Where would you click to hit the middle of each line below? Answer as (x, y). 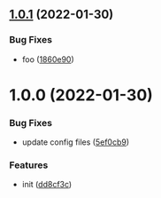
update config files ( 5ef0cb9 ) (76, 142)
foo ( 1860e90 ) (48, 59)
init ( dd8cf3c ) (47, 185)
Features (29, 165)
